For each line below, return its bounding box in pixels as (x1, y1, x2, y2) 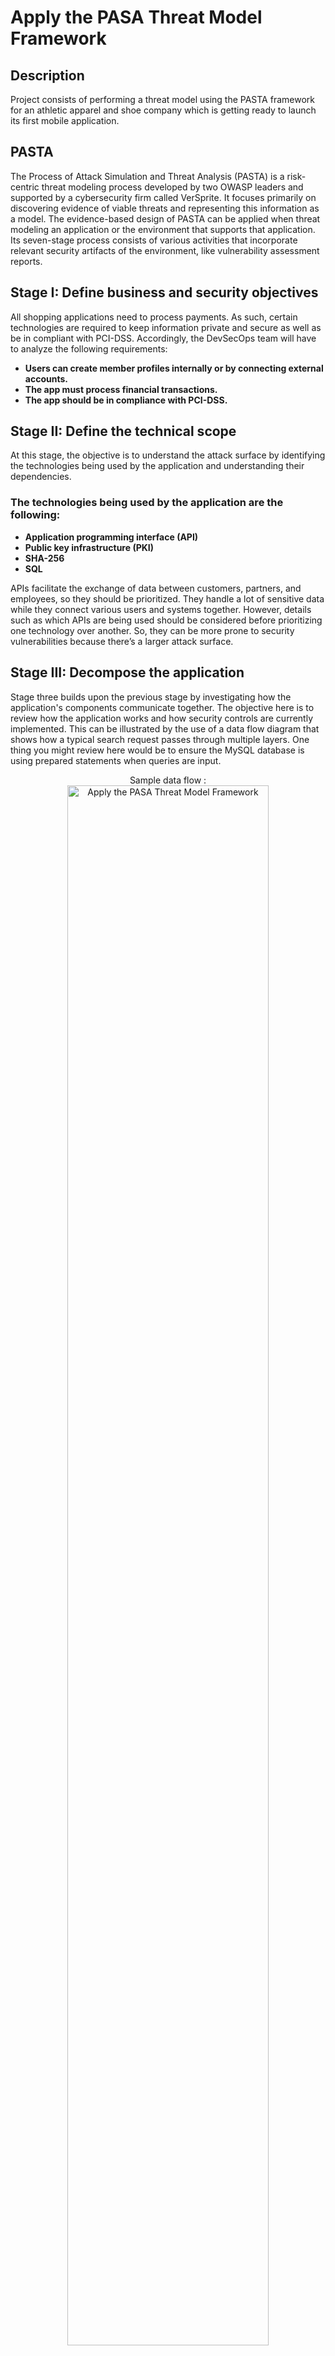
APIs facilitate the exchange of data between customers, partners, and (10, 582, 302, 594)
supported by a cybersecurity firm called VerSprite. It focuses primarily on (10, 191, 317, 203)
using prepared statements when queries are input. (10, 754, 222, 766)
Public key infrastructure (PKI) (24, 541, 155, 553)
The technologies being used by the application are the (10, 496, 284, 510)
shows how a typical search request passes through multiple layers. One (10, 733, 310, 745)
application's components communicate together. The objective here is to (10, 701, 315, 713)
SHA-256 (24, 552, 65, 564)
